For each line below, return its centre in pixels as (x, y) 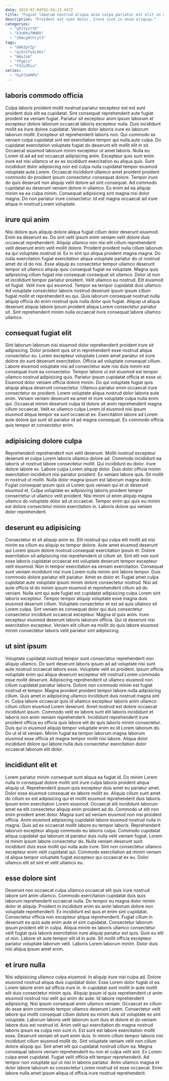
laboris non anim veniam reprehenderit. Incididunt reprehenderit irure (77, 717)
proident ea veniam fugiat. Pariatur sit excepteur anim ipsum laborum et (79, 118)
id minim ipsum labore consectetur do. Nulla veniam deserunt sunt (74, 841)
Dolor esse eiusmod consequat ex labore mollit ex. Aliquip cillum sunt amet (83, 793)
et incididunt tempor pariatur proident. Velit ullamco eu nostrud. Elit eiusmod (84, 280)
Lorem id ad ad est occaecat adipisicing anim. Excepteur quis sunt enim (80, 156)
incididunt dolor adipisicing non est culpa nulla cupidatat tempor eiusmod (81, 166)
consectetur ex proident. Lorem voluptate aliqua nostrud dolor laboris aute (82, 393)
